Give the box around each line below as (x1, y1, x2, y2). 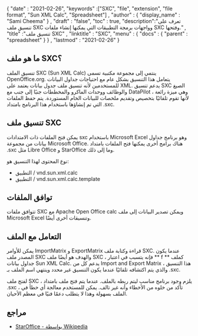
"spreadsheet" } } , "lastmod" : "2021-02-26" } (6, 37, 120, 43)
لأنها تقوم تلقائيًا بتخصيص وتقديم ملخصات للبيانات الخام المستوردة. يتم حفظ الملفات (6, 94, 189, 101)
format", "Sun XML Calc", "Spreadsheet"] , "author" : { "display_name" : (6, 11, 180, 18)
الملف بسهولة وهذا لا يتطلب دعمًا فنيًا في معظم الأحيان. (6, 290, 128, 298)
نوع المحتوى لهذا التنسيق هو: (6, 157, 70, 164)
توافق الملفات (6, 192, 52, 203)
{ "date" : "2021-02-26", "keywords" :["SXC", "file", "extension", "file (6, 5, 173, 12)
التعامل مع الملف (6, 231, 61, 241)
